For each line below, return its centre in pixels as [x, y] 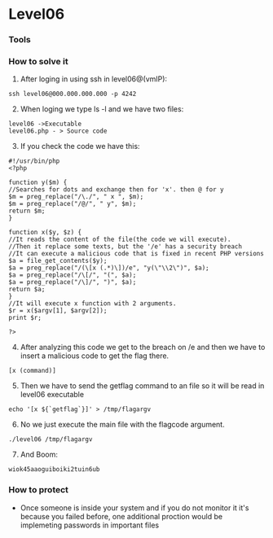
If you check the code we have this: [80, 147]
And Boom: [39, 455]
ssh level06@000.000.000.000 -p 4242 [73, 94]
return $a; [27, 290]
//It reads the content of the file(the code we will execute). [120, 240]
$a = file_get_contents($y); [58, 261]
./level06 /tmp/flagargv [51, 440]
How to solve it [38, 62]
